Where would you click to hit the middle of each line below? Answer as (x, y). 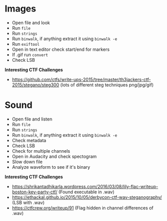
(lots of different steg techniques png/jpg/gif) (107, 85)
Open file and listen (32, 119)
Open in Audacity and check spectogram (54, 156)
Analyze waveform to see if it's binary (51, 167)
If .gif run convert (30, 54)
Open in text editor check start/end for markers (61, 49)
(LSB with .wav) (28, 202)
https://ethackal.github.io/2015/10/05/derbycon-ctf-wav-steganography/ (87, 197)
